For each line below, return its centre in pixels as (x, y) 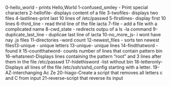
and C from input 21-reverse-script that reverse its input (64, 78)
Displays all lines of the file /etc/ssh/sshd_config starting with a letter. (79, 67)
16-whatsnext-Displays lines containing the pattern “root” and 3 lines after (83, 56)
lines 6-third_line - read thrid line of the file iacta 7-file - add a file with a (81, 24)
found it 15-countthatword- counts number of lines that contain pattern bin (84, 51)
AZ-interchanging (24, 73)
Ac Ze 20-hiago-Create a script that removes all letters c (103, 73)
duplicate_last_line (25, 35)
